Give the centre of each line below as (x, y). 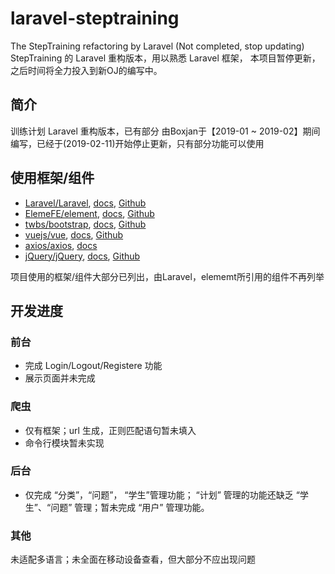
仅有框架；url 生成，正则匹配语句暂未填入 (110, 430)
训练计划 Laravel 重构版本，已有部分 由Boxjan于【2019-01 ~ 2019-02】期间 (165, 131)
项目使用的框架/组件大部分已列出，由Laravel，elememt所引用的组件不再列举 (167, 276)
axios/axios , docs (61, 245)
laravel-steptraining (95, 18)
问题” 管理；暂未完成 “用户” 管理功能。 (130, 507)
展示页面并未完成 (60, 378)
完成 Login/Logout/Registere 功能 (93, 366)
